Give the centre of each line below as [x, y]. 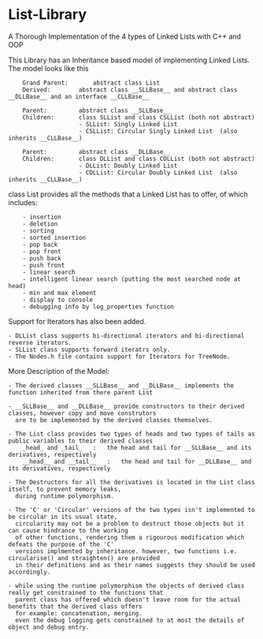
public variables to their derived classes [81, 441]
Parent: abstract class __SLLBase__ [96, 110]
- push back [42, 258]
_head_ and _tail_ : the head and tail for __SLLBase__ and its [137, 447]
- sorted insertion [54, 237]
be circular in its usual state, [63, 517]
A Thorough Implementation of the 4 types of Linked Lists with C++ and [125, 36]
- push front [44, 265]
